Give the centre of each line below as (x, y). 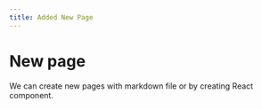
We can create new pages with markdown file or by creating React (131, 86)
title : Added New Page (51, 17)
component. (31, 95)
